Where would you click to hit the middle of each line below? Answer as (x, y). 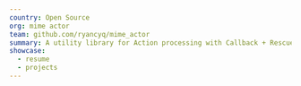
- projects (38, 68)
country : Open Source (50, 17)
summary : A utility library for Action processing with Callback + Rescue (152, 43)
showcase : (28, 51)
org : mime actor (39, 26)
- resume (34, 59)
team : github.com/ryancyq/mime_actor (80, 34)
